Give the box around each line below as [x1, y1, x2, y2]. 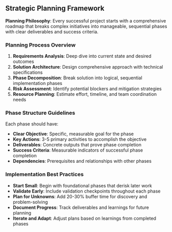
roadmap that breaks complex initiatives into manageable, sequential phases [5, 23, 167, 29]
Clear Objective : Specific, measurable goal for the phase [12, 131, 134, 137]
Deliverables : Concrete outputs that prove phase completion [12, 142, 142, 148]
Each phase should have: [5, 121, 59, 127]
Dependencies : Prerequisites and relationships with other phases [12, 158, 152, 164]
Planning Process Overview [5, 41, 76, 48]
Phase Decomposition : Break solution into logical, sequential [12, 75, 143, 81]
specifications [12, 69, 43, 76]
